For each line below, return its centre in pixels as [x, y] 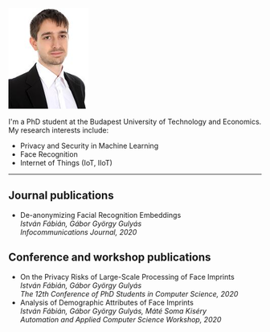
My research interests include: [59, 130]
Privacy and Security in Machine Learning [89, 146]
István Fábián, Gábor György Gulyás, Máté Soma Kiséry [113, 311]
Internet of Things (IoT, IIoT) [66, 163]
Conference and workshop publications [110, 258]
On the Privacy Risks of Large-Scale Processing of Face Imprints [127, 277]
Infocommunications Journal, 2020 [78, 232]
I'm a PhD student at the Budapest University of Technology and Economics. [135, 121]
